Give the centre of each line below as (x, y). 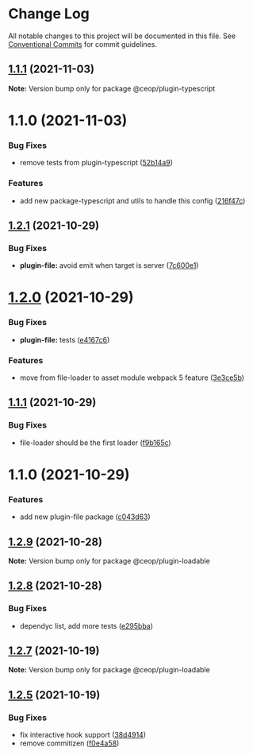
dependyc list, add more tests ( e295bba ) (86, 625)
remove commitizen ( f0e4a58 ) (69, 743)
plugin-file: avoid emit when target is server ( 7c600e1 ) (109, 265)
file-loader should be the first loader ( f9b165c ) (96, 443)
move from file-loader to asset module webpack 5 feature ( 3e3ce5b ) (132, 377)
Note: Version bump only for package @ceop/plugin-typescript (112, 88)
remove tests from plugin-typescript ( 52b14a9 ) (96, 163)
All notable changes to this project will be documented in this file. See (122, 36)
